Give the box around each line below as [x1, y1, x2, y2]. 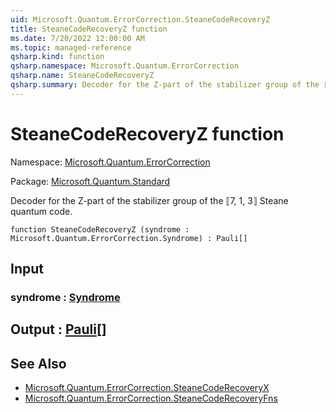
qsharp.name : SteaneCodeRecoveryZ [10, 71, 155, 81]
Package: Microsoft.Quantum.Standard [10, 175, 171, 187]
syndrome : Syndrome [10, 291, 121, 304]
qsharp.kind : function [10, 52, 105, 62]
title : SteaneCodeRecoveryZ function [10, 24, 168, 34]
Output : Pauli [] [10, 321, 107, 338]
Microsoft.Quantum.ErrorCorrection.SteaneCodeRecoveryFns [24, 392, 278, 405]
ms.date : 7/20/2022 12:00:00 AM [10, 33, 145, 43]
